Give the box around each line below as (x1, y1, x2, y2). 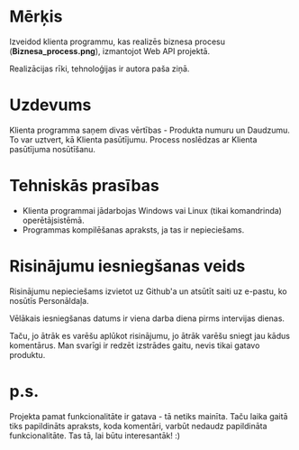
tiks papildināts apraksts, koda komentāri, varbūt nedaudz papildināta (9, 420, 267, 431)
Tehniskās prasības (9, 176, 159, 196)
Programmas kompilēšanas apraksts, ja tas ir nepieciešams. (22, 224, 245, 235)
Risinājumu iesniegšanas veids (9, 256, 246, 276)
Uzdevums (9, 95, 92, 115)
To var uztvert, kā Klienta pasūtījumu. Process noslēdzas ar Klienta (9, 133, 258, 145)
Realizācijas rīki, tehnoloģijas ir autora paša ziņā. (9, 63, 190, 74)
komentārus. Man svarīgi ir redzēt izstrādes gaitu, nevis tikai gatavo (9, 340, 260, 351)
